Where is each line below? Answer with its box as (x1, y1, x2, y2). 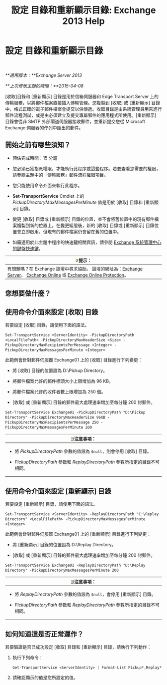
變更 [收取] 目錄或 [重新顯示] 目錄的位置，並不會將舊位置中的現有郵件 (12, 216, 155, 222)
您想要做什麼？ (5, 289, 51, 298)
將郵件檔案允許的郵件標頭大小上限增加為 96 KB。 (12, 378, 113, 384)
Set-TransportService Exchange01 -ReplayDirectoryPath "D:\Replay (5, 563, 146, 568)
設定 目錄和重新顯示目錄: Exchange (11, 4, 156, 16)
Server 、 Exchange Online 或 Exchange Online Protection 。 (7, 272, 129, 278)
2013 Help (62, 15, 105, 27)
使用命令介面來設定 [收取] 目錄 (5, 308, 98, 316)
